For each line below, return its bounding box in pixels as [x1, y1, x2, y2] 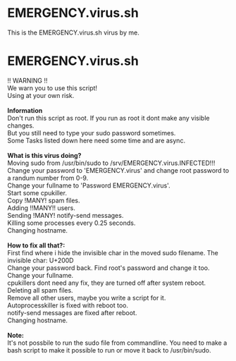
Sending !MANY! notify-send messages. [7, 211, 124, 219]
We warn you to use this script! [7, 83, 97, 92]
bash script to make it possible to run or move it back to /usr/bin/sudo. [7, 345, 211, 354]
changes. [7, 121, 35, 130]
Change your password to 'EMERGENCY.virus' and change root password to [7, 166, 230, 174]
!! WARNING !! [7, 76, 48, 85]
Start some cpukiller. [7, 188, 67, 197]
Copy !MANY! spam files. [7, 196, 80, 204]
